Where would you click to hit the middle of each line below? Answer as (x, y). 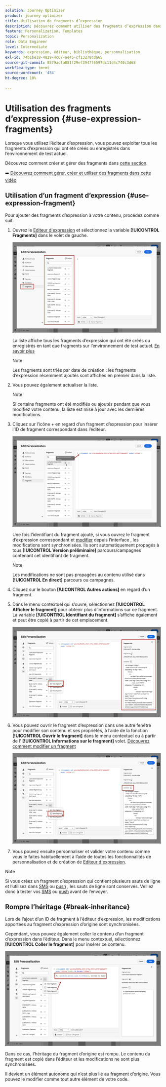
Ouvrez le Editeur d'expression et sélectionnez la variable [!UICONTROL (86, 230)
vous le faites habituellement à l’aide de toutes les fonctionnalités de (82, 856)
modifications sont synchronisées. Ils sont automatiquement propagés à (86, 545)
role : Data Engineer (26, 42)
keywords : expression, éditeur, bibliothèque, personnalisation (73, 52)
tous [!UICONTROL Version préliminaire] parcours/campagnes (77, 550)
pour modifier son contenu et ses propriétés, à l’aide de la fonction (80, 730)
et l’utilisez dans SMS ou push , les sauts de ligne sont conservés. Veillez (79, 886)
